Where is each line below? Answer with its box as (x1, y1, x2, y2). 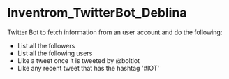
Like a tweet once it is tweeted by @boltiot (17, 56, 140, 64)
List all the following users (17, 49, 93, 57)
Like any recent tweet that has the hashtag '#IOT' (17, 64, 160, 72)
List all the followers (17, 41, 75, 50)
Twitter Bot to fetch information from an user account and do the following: (7, 28, 223, 36)
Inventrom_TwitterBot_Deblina (7, 5, 187, 21)
